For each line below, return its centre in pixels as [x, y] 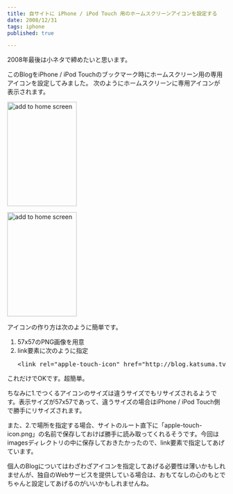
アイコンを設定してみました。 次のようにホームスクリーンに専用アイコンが [114, 83]
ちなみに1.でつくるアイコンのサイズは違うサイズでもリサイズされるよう [109, 393]
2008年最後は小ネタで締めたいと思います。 [69, 60]
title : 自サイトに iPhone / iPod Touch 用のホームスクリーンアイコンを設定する [112, 14]
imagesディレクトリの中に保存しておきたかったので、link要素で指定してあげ [116, 443]
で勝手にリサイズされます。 [46, 411]
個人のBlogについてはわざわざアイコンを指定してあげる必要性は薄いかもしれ [116, 466]
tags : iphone [26, 26]
